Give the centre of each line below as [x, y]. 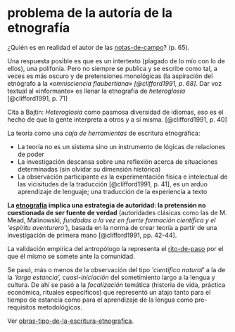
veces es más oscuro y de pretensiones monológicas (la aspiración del [110, 76]
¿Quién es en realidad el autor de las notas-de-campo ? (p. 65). [99, 47]
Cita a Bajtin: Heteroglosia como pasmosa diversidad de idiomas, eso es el [115, 112]
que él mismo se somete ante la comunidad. [71, 256]
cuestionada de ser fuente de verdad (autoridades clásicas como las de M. [117, 212]
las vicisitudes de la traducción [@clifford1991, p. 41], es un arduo [112, 184]
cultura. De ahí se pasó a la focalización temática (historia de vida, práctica [116, 285]
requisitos [22, 307]
